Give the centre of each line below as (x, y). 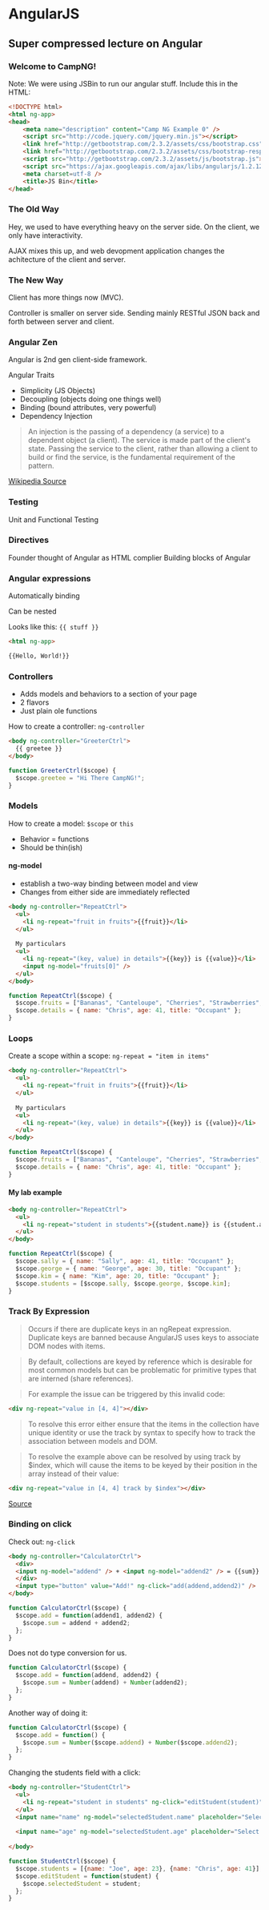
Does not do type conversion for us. (68, 1653)
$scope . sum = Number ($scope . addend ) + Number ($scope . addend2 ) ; (130, 1743)
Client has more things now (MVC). (66, 297)
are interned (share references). (80, 1378)
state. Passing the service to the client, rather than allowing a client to (143, 448)
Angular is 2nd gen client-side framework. (78, 360)
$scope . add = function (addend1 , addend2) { (89, 1615)
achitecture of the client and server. (67, 259)
